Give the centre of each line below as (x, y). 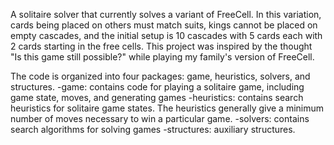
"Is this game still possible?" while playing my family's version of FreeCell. (162, 57)
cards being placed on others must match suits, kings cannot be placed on (164, 25)
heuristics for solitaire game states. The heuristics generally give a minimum (167, 108)
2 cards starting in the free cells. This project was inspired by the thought (161, 46)
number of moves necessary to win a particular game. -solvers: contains (160, 118)
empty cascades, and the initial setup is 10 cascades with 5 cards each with (166, 35)
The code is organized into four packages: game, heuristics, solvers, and (160, 76)
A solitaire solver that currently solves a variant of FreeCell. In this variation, (166, 14)
